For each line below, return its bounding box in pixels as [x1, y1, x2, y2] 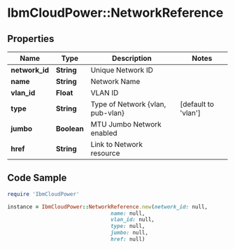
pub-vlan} [90, 108, 124, 118]
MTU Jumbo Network [90, 120, 162, 129]
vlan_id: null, [111, 216, 155, 223]
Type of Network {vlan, [90, 99, 166, 109]
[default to [179, 99, 215, 109]
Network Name [90, 77, 141, 86]
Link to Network [90, 140, 143, 149]
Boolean [55, 124, 84, 134]
